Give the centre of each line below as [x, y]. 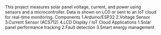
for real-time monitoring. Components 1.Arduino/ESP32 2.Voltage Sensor [78, 17]
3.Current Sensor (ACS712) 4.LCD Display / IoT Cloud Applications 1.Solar [78, 22]
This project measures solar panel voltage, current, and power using [73, 7]
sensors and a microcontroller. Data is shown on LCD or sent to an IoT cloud [81, 12]
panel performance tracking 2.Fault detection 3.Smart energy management [80, 27]
